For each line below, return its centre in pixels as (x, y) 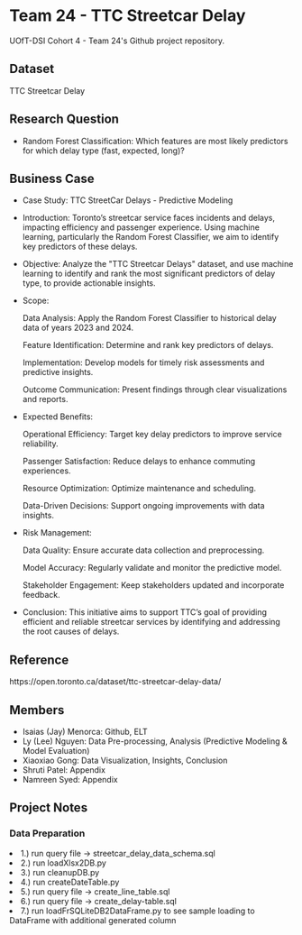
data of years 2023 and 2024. (78, 328)
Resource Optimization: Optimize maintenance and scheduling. (139, 489)
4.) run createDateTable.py (70, 882)
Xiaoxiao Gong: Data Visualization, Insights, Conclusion (125, 760)
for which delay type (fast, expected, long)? (103, 151)
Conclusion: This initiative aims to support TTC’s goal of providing (145, 612)
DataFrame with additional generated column (93, 920)
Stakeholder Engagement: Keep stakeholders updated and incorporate (153, 585)
